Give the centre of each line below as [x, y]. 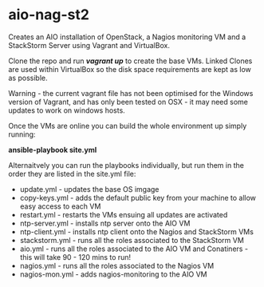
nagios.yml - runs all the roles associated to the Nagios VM [117, 265]
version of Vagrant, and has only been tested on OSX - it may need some [128, 102]
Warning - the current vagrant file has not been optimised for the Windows [131, 93]
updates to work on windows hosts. [67, 110]
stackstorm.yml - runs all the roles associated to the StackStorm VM [132, 240]
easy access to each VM [60, 206]
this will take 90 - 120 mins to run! [75, 257]
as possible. [28, 78]
